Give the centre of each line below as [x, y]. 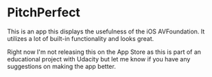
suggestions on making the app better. [62, 66]
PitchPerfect [44, 13]
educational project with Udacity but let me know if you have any [99, 59]
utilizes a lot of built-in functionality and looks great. [81, 38]
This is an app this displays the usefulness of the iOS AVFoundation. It [106, 31]
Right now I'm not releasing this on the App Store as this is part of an [104, 52]
